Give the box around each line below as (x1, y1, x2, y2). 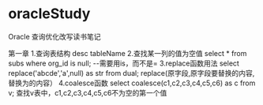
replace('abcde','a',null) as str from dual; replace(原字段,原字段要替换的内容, (8, 68, 255, 77)
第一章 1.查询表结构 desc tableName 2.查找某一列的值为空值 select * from (8, 48, 247, 58)
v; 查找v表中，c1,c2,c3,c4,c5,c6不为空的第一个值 (8, 88, 167, 97)
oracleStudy (8, 5, 91, 23)
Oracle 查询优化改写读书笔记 (8, 32, 101, 41)
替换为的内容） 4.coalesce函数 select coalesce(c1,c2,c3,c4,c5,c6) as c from (8, 78, 256, 88)
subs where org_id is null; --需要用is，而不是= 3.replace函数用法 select (8, 58, 239, 68)
